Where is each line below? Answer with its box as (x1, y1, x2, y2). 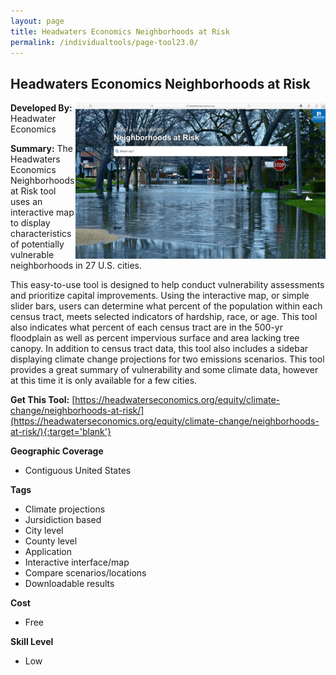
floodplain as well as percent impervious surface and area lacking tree (10, 332, 300, 344)
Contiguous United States (24, 465, 132, 477)
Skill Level (10, 636, 54, 648)
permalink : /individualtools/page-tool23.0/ (10, 37, 199, 47)
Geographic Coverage (10, 445, 104, 457)
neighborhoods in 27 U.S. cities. (10, 260, 142, 272)
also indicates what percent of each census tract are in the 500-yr (10, 321, 284, 334)
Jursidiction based (24, 514, 102, 526)
